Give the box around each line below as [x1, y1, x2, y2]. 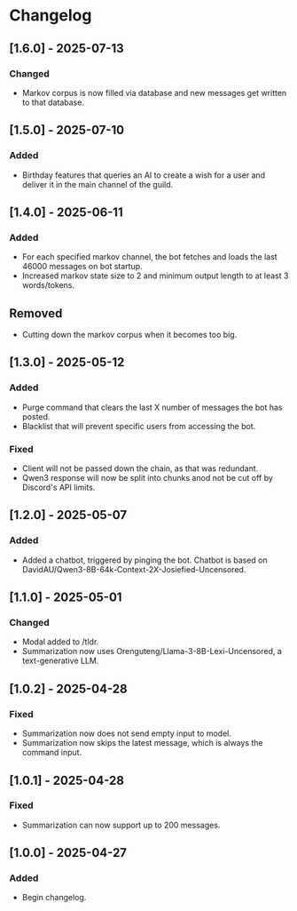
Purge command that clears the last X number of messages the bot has [21, 402, 283, 412]
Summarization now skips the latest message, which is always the [21, 738, 263, 748]
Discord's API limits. [21, 482, 96, 493]
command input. [21, 747, 82, 758]
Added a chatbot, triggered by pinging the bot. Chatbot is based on [21, 555, 268, 565]
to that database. [21, 97, 84, 108]
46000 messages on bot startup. [21, 261, 144, 272]
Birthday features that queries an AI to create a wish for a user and [21, 170, 266, 180]
